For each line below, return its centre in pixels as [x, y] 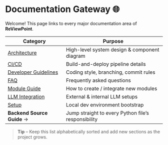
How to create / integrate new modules [111, 88]
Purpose [113, 41]
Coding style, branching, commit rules [110, 72]
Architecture [22, 53]
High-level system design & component [112, 50]
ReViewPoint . [19, 29]
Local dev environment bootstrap [105, 105]
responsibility [82, 119]
